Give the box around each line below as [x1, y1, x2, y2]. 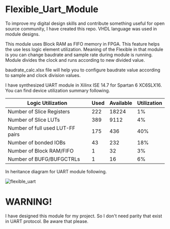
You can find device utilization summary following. [5, 87, 110, 93]
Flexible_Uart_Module [5, 4, 99, 15]
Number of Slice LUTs [8, 116, 60, 123]
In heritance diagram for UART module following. [5, 168, 107, 174]
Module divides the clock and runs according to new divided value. [5, 57, 145, 63]
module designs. [5, 31, 40, 37]
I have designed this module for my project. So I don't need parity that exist [5, 213, 162, 219]
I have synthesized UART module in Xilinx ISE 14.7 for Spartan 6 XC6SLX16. [5, 82, 162, 88]
